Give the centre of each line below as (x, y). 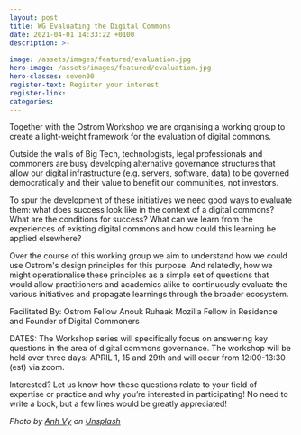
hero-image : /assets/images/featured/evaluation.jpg (110, 68)
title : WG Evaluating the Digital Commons (90, 26)
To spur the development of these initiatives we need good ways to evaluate (151, 200)
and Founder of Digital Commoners (74, 322)
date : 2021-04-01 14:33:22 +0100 (72, 34)
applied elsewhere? (46, 239)
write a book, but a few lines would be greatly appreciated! (119, 404)
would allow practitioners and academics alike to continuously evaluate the (149, 285)
